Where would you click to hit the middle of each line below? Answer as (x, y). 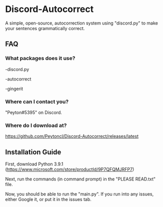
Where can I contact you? (37, 101)
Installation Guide (33, 152)
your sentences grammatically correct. (45, 28)
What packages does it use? (40, 58)
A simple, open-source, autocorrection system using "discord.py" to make (82, 23)
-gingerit (14, 88)
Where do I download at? (36, 125)
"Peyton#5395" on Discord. (34, 112)
